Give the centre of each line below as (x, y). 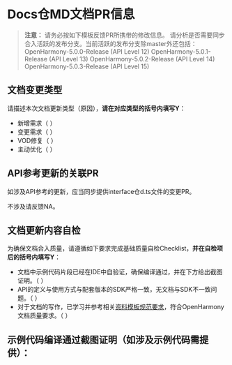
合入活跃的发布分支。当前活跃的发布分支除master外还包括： (110, 43)
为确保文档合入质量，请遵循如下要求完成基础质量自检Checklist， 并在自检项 (115, 248)
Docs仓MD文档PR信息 (71, 14)
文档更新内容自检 (44, 230)
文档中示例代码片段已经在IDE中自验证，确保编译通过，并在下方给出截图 (120, 272)
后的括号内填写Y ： (34, 257)
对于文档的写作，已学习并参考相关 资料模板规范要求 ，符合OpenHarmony (121, 307)
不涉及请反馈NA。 (33, 206)
